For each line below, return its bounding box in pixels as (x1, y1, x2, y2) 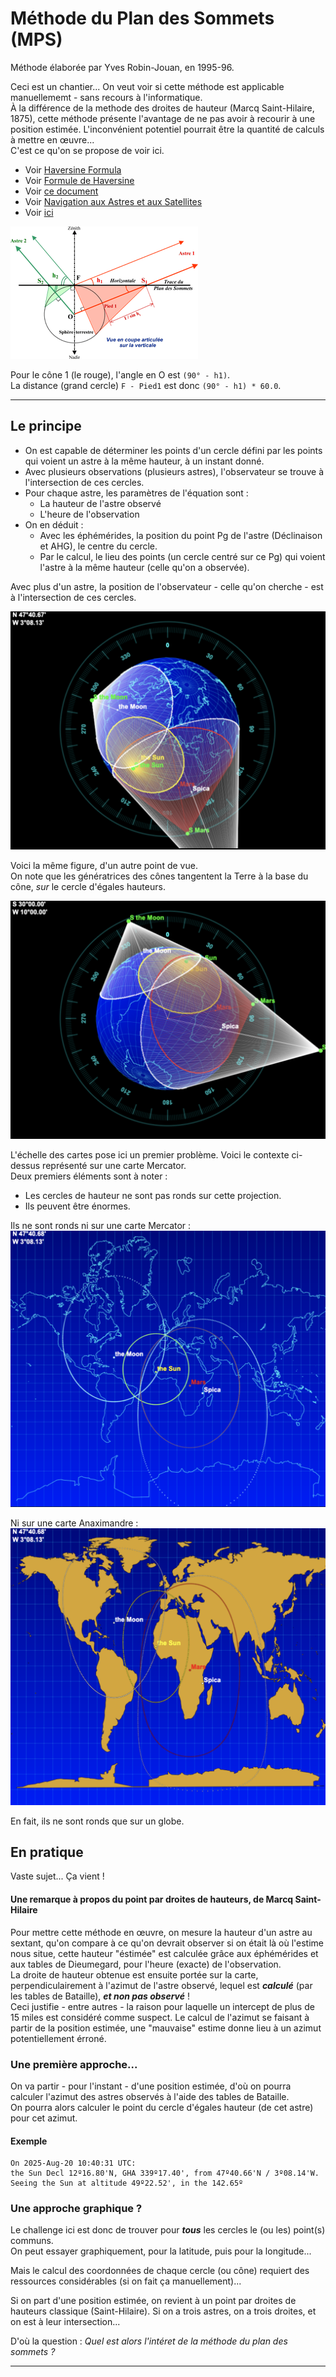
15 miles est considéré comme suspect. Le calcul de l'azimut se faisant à (10, 2011, 310, 2023)
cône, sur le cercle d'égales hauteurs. (10, 880, 166, 892)
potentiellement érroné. (10, 2032, 107, 2044)
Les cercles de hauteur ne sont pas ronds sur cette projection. (24, 1189, 282, 1201)
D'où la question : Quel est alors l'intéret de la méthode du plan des (10, 2335, 288, 2347)
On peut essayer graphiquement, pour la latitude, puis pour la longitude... (10, 2245, 312, 2257)
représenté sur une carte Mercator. (42, 1159, 187, 1171)
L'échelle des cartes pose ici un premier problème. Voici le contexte (10, 1148, 290, 1161)
